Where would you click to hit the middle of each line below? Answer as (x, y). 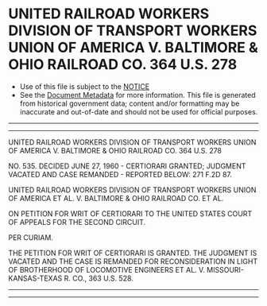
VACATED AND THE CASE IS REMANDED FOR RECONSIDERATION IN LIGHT (133, 261)
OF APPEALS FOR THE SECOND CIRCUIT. (77, 222)
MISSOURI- (225, 269)
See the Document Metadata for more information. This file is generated (137, 95)
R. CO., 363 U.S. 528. (99, 278)
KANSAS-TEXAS (35, 278)
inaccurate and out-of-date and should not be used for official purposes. (139, 111)
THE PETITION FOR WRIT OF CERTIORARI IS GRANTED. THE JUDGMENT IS (133, 253)
